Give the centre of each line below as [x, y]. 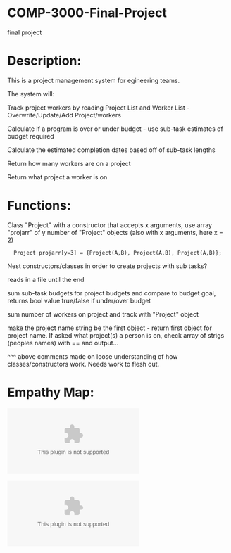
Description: [44, 61]
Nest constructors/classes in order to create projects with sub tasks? [107, 266]
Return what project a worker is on [57, 177]
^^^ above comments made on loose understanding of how [93, 356]
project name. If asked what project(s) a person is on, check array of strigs [116, 335]
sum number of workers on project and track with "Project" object [103, 314]
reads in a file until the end [46, 279]
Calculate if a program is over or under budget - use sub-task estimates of [115, 129]
